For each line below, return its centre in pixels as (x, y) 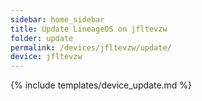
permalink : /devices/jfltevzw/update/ (91, 47)
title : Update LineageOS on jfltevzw (89, 29)
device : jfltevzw (46, 57)
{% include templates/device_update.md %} (101, 85)
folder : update (42, 38)
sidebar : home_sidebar (57, 19)
